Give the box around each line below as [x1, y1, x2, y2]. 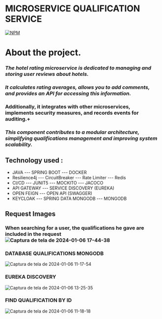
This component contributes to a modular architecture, [5, 128, 140, 135]
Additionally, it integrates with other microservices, [5, 103, 131, 110]
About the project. [5, 47, 81, 58]
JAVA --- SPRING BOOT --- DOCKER [12, 169, 87, 175]
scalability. [5, 141, 33, 148]
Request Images [5, 210, 56, 218]
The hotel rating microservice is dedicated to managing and [5, 64, 151, 71]
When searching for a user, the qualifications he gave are [5, 224, 144, 231]
